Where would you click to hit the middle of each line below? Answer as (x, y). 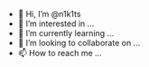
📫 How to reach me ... (60, 53)
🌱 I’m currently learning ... (66, 33)
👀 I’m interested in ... (56, 24)
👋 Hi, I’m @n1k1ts (49, 14)
